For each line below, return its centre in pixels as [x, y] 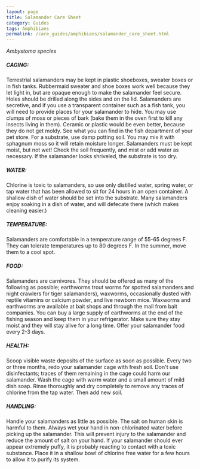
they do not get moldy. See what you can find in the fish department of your [99, 131]
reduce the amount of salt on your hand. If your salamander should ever [95, 440]
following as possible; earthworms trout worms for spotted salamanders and [100, 287]
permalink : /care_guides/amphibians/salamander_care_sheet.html [88, 34]
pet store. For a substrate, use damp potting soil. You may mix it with [90, 137]
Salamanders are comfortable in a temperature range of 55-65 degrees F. [97, 240]
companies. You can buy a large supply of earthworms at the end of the [95, 313]
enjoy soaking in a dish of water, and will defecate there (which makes [93, 204]
